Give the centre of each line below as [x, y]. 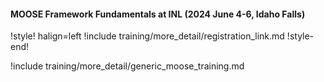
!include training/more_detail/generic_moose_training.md [127, 66]
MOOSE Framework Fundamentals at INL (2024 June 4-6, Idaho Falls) [158, 14]
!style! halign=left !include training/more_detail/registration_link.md [147, 36]
